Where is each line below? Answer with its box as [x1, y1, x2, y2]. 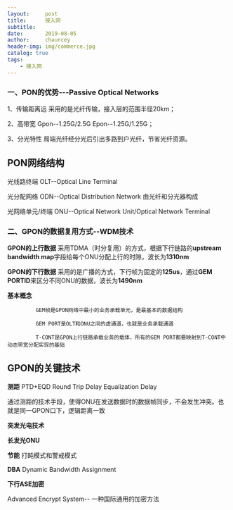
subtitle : [7, 23, 36, 30]
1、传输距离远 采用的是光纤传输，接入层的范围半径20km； [7, 104, 175, 113]
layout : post [7, 10, 58, 18]
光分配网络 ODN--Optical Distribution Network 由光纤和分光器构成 [7, 192, 199, 201]
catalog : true [7, 50, 49, 57]
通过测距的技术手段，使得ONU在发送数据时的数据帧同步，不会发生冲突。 [7, 397, 218, 406]
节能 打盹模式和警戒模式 [7, 451, 77, 459]
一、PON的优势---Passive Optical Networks [7, 87, 159, 97]
